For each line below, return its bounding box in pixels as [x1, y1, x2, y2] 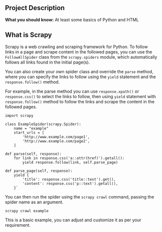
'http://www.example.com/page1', [22, 134, 90, 139]
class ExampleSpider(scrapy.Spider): [5, 121, 81, 127]
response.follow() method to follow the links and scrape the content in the [5, 99, 155, 104]
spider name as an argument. [5, 199, 64, 205]
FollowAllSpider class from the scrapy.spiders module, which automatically [5, 54, 158, 60]
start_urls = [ [14, 130, 45, 135]
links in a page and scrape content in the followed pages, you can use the [5, 49, 153, 55]
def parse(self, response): [5, 151, 62, 156]
